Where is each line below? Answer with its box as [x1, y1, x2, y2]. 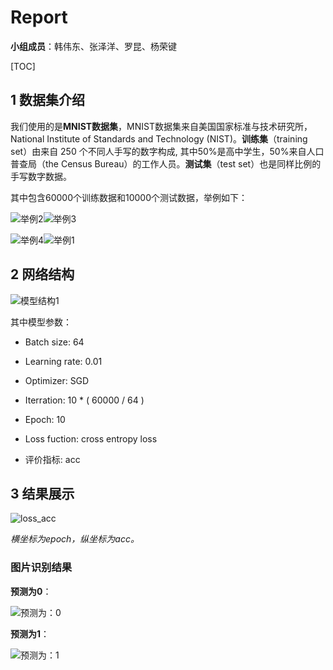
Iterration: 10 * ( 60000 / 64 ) [24, 394, 145, 406]
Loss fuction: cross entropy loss [24, 432, 158, 445]
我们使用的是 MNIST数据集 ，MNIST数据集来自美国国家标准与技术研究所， [10, 120, 313, 132]
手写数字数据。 [10, 170, 72, 182]
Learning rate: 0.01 [24, 355, 103, 367]
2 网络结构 [10, 266, 75, 283]
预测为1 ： [10, 627, 50, 640]
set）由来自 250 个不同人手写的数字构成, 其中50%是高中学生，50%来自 [10, 145, 307, 157]
